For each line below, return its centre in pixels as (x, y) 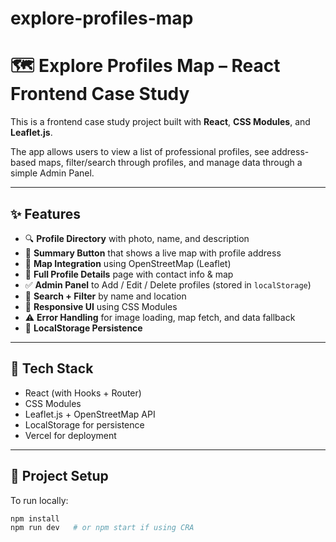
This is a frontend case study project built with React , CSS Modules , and (160, 122)
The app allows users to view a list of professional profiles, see (140, 152)
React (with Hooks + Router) (83, 393)
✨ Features (45, 213)
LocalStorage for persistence (84, 424)
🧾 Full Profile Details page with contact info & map (129, 274)
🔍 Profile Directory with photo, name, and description (137, 238)
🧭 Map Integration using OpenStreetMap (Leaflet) (128, 263)
